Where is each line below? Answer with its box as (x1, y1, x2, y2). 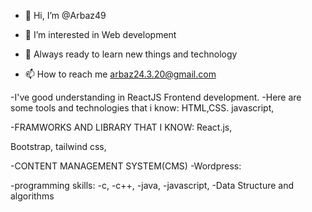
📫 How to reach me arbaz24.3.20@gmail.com (24, 68, 217, 80)
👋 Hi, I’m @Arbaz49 (24, 10, 107, 21)
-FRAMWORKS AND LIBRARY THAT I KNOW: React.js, (10, 121, 233, 133)
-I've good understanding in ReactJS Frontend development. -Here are (10, 91, 302, 103)
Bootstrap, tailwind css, (10, 141, 107, 152)
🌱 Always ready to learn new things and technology (24, 48, 238, 60)
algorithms (10, 190, 55, 202)
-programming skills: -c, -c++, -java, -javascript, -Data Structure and (10, 180, 295, 191)
